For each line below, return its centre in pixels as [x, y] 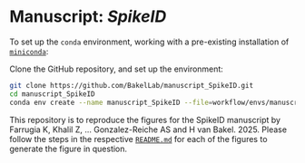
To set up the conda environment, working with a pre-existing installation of [149, 42]
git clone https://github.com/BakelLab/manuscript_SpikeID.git [132, 85]
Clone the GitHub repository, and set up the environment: [117, 69]
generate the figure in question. [69, 149]
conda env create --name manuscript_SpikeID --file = [111, 102]
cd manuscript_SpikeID [52, 94]
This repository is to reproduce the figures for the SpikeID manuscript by [145, 120]
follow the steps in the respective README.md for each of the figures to [138, 139]
